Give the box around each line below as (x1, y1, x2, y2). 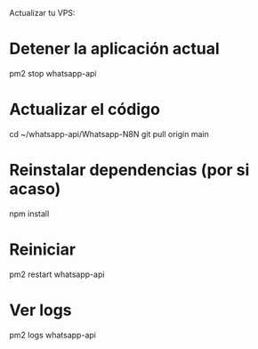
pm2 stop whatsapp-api (9, 68, 97, 78)
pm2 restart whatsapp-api (9, 269, 105, 280)
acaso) (9, 179, 61, 199)
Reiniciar (9, 239, 77, 259)
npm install (9, 208, 50, 219)
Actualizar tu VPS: (9, 8, 76, 18)
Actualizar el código (9, 100, 160, 119)
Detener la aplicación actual (9, 39, 220, 59)
